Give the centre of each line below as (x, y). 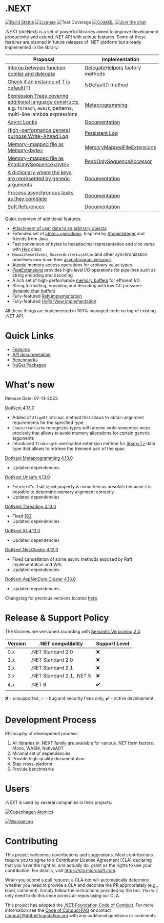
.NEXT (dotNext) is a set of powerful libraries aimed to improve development (82, 31)
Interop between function (37, 68)
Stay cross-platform (32, 764)
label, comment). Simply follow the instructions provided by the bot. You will (81, 890)
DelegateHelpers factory (113, 68)
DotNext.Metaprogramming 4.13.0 (39, 458)
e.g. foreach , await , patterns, (40, 108)
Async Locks (22, 122)
